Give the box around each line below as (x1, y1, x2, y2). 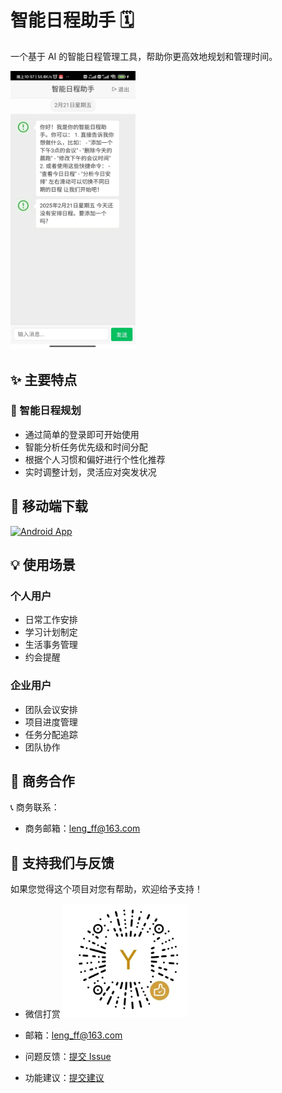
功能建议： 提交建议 (24, 1071, 105, 1083)
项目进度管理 (24, 716, 78, 728)
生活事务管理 (24, 639, 78, 651)
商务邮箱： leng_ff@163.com (24, 822, 141, 835)
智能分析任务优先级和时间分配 (24, 441, 148, 453)
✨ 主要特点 (10, 371, 78, 388)
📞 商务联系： (10, 801, 60, 813)
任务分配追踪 (24, 728, 78, 740)
